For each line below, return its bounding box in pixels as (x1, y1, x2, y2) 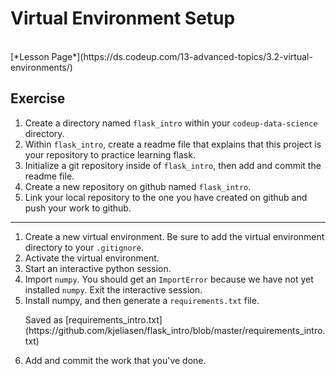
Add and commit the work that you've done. (24, 354, 207, 366)
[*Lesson (10, 50, 50, 62)
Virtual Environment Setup (10, 7, 236, 30)
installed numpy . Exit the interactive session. (24, 283, 203, 296)
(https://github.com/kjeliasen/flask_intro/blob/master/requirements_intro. (24, 324, 326, 336)
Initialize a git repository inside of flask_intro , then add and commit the (24, 159, 322, 171)
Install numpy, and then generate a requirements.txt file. (24, 294, 260, 306)
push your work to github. (24, 202, 132, 214)
